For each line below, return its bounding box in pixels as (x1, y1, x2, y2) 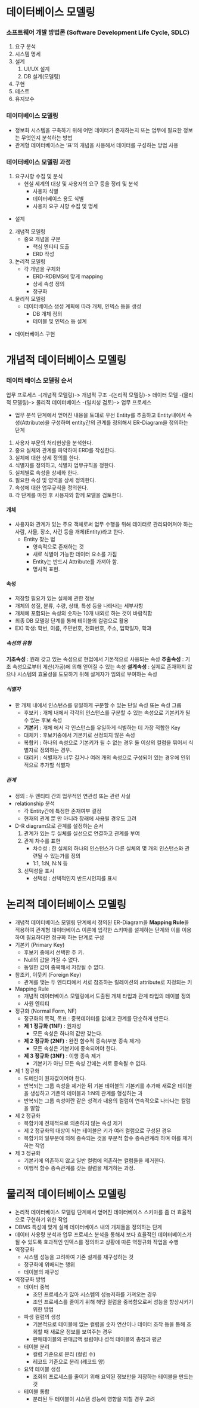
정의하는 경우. (39, 746, 72, 754)
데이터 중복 (23, 1283, 49, 1290)
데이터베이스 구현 (14, 330, 55, 338)
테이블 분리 (23, 1343, 49, 1350)
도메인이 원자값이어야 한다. (23, 1074, 86, 1081)
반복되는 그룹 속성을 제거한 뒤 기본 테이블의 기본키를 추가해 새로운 (23, 1082, 177, 1089)
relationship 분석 (14, 800, 55, 807)
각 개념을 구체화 (23, 266, 61, 273)
